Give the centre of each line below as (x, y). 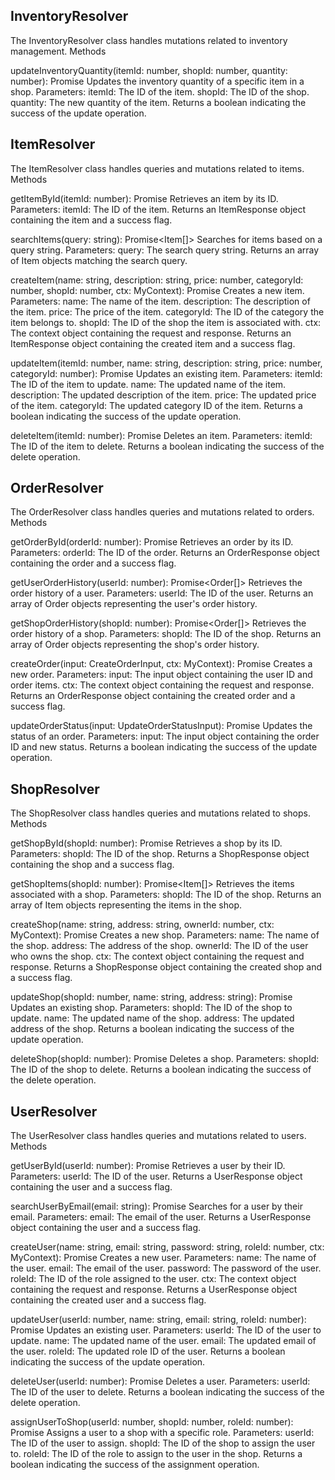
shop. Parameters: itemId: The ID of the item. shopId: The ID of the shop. (160, 91)
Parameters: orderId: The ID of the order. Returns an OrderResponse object (165, 553)
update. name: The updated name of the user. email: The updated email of (163, 1341)
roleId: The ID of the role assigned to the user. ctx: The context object (153, 1279)
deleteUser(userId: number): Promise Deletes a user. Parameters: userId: (160, 1381)
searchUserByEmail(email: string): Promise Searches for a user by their (156, 1206)
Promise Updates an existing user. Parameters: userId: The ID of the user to (166, 1330)
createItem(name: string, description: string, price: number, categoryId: (157, 280)
